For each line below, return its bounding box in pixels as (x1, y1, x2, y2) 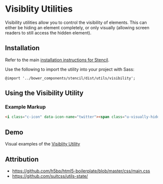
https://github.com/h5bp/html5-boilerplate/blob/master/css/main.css (12, 168, 150, 174)
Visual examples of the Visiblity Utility (5, 141, 81, 147)
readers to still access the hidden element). (5, 30, 92, 36)
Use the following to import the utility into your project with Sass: (5, 66, 134, 72)
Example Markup (5, 104, 46, 110)
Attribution (5, 155, 39, 164)
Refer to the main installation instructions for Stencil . (5, 57, 110, 63)
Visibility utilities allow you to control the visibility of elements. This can (5, 19, 147, 25)
